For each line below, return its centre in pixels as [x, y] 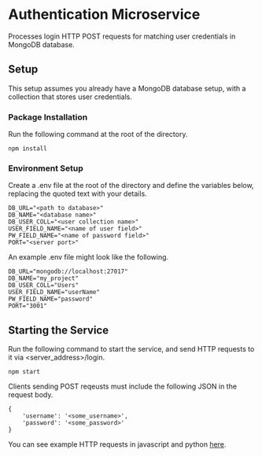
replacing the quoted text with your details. [77, 193]
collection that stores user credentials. [70, 97]
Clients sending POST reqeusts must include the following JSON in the [123, 386]
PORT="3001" [28, 306]
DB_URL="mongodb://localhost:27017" [68, 272]
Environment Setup [46, 168]
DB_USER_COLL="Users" [44, 286]
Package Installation [48, 117]
